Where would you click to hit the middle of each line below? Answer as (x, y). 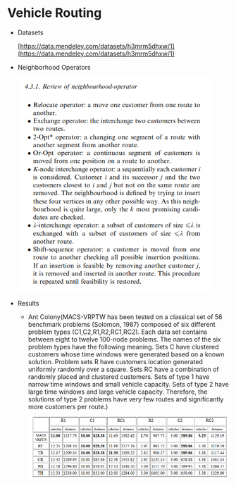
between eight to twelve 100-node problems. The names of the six (124, 339)
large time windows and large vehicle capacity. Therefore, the (118, 392)
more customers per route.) (68, 406)
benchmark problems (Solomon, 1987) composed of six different (122, 324)
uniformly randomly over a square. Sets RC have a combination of (124, 369)
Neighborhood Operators (54, 67)
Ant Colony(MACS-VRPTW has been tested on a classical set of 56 (125, 317)
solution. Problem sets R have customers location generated (115, 361)
